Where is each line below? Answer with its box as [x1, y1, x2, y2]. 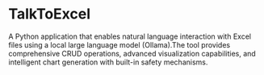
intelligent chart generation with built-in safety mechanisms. [8, 57, 208, 67]
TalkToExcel [8, 5, 91, 23]
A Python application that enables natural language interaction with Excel [8, 31, 252, 41]
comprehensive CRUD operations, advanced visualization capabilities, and [8, 48, 256, 58]
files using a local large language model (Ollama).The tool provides [8, 40, 231, 49]
